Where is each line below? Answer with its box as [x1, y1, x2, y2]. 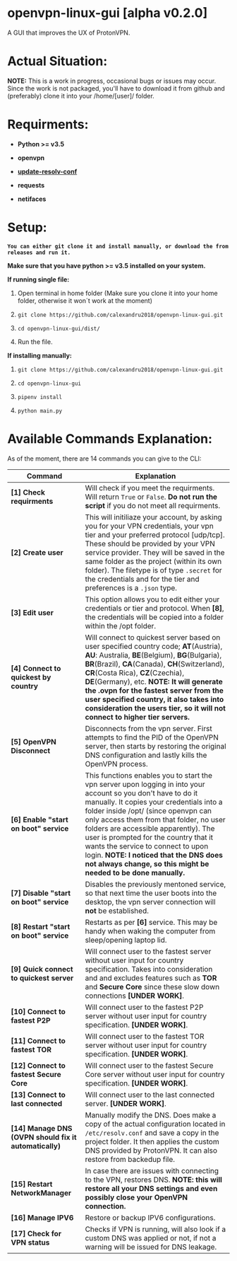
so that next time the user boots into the [85, 888, 217, 898]
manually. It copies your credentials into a [85, 797, 223, 807]
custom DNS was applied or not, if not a [85, 1233, 217, 1243]
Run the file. [17, 338, 53, 346]
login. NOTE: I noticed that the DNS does [85, 850, 224, 860]
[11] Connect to [11, 1035, 66, 1045]
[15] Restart [11, 1179, 53, 1189]
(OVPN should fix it [11, 1132, 77, 1142]
